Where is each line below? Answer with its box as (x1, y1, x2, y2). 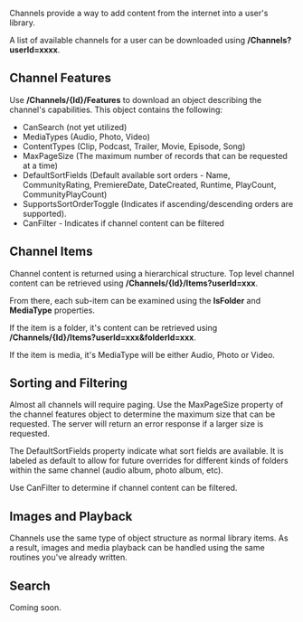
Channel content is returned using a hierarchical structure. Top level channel (9, 268, 295, 278)
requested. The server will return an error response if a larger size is (9, 419, 264, 429)
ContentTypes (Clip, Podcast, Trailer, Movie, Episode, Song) (22, 140, 246, 152)
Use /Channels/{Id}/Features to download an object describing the (9, 94, 262, 105)
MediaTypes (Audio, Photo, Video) (22, 131, 151, 142)
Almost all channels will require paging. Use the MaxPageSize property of (9, 400, 284, 410)
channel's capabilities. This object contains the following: (9, 104, 223, 115)
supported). (22, 208, 67, 219)
